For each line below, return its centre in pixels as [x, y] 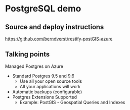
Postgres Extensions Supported [44, 97]
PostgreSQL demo [43, 9]
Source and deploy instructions [55, 27]
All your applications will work [50, 86]
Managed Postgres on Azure [34, 66]
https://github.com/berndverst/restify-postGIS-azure [59, 39]
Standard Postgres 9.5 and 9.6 [43, 76]
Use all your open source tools [51, 81]
